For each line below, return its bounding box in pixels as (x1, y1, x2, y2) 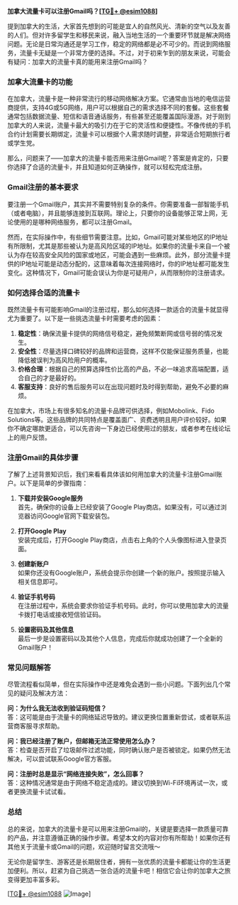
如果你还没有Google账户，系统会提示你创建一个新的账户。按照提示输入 (17, 568, 225, 578)
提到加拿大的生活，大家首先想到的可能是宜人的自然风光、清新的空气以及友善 (7, 22, 231, 31)
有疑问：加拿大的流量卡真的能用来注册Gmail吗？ (7, 58, 149, 66)
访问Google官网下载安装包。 (30, 511, 114, 521)
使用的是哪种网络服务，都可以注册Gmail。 (13, 217, 136, 226)
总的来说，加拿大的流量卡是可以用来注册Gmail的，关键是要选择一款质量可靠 (7, 824, 229, 833)
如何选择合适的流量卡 (7, 288, 80, 298)
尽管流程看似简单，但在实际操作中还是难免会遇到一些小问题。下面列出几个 (7, 680, 225, 688)
